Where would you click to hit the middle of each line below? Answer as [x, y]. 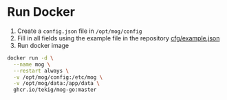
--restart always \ [41, 71]
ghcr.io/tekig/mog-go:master [55, 90]
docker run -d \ [30, 58]
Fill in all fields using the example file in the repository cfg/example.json [118, 38]
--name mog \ [32, 64]
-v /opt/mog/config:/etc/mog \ [58, 77]
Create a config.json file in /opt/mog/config [79, 31]
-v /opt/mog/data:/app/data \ [56, 84]
